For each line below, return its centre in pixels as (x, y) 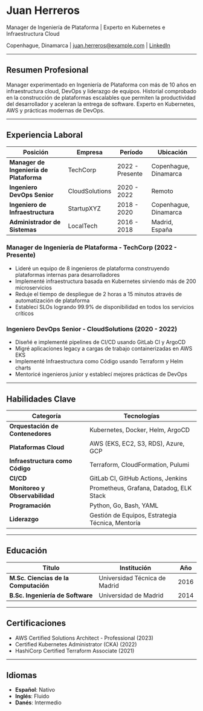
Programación (30, 505)
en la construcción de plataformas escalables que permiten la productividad (101, 97)
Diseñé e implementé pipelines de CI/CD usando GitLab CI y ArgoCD (100, 342)
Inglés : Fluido (32, 696)
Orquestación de (34, 426)
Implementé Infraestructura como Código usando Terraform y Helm (99, 362)
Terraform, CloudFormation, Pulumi (139, 464)
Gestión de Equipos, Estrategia (133, 515)
